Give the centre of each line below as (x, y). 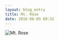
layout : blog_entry (25, 10)
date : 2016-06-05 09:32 (30, 19)
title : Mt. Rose (22, 14)
